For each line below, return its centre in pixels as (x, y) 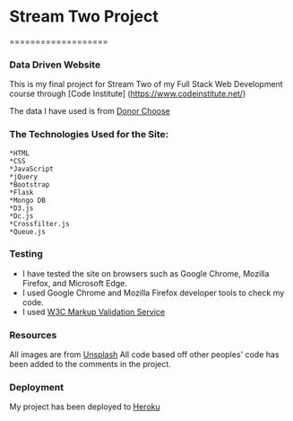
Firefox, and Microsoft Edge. (75, 283)
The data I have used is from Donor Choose (90, 111)
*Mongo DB (28, 200)
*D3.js (22, 208)
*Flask (22, 192)
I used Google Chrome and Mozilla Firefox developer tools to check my (153, 293)
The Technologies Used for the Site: (89, 135)
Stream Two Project (84, 17)
